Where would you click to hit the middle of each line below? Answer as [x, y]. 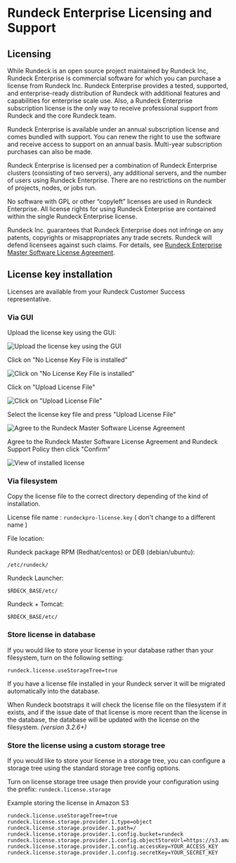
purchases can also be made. [50, 152]
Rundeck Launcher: [35, 578]
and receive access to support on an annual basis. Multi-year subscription [115, 144]
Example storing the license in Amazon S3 [68, 803]
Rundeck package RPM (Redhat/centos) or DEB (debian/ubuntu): [101, 552]
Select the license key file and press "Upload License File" [92, 415]
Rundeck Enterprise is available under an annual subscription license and [113, 129]
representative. [29, 299]
